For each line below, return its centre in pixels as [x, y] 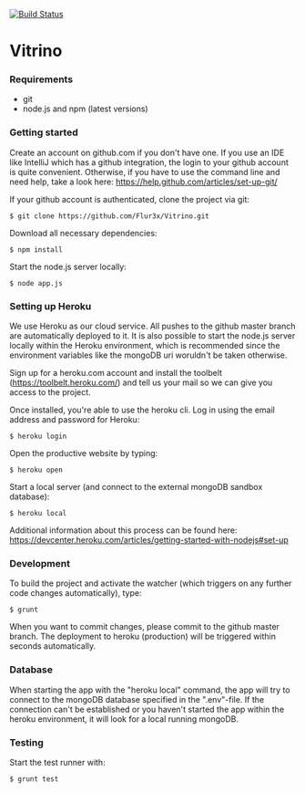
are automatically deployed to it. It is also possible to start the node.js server [152, 336]
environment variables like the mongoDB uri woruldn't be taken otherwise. [148, 355]
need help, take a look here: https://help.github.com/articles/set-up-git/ [143, 182]
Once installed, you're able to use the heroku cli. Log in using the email [142, 410]
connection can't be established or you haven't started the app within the [147, 709]
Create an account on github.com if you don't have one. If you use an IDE [147, 152]
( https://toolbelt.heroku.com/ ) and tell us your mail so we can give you [141, 382]
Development [40, 563]
